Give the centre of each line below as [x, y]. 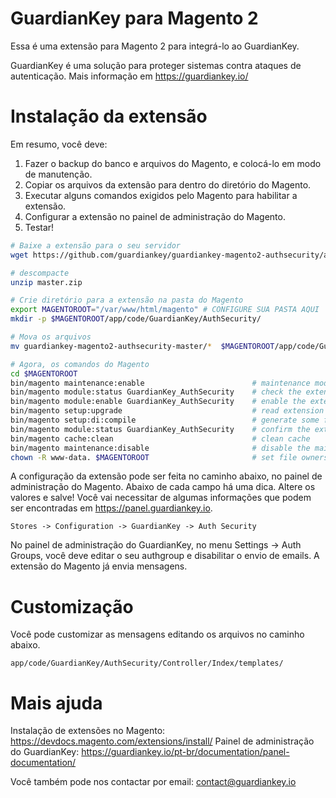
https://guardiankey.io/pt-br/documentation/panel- [185, 752]
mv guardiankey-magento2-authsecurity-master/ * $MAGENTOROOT [142, 346]
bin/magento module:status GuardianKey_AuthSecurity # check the [156, 392]
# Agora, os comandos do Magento [80, 364]
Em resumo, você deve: [59, 144]
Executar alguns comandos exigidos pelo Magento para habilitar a [161, 195]
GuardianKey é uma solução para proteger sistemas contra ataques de [156, 65]
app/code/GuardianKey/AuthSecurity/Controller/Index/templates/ [147, 663]
